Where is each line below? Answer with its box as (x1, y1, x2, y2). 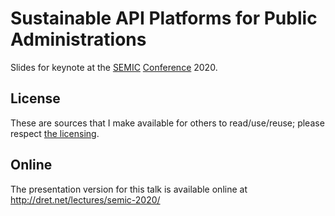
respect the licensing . (10, 127, 100, 139)
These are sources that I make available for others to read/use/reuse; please (10, 117, 325, 129)
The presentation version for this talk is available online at (10, 183, 248, 195)
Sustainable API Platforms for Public (10, 7, 318, 30)
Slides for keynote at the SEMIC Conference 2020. (10, 61, 218, 73)
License (10, 90, 61, 107)
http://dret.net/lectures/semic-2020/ (10, 193, 161, 206)
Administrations (10, 28, 147, 51)
